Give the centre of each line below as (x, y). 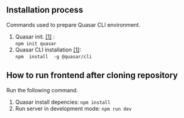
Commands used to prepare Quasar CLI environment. (73, 24)
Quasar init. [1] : (35, 37)
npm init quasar (36, 43)
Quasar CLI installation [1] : (48, 50)
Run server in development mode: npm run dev (73, 108)
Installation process (45, 10)
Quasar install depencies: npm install (63, 102)
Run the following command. (42, 90)
